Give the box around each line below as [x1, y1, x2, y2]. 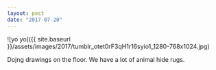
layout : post [7, 10, 45, 17]
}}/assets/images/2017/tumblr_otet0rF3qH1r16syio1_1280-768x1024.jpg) [7, 42, 211, 50]
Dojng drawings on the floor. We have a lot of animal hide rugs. [7, 55, 185, 63]
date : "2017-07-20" [7, 16, 63, 23]
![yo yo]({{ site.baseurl [7, 35, 71, 43]
